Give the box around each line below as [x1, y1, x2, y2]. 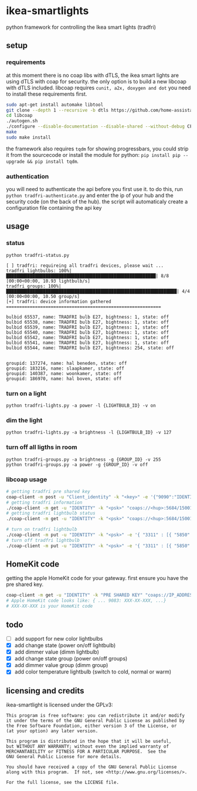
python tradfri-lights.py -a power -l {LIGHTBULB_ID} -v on [6, 403, 157, 409]
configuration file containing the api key [6, 205, 102, 212]
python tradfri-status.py [6, 252, 69, 258]
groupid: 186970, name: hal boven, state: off [6, 376, 122, 381]
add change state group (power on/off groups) [14, 655, 128, 662]
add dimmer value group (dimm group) [14, 662, 108, 669]
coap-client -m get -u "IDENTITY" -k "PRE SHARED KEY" [6, 592, 143, 598]
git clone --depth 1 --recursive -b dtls [6, 107, 109, 113]
